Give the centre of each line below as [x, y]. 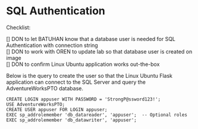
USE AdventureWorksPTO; [36, 104]
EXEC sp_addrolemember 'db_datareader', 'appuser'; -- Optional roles [97, 115]
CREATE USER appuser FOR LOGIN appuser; [57, 109]
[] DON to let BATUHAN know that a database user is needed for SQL [91, 39]
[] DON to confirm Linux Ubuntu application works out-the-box [83, 64]
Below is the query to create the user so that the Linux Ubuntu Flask [89, 75]
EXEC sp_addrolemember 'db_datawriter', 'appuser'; [71, 120]
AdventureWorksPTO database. [45, 88]
